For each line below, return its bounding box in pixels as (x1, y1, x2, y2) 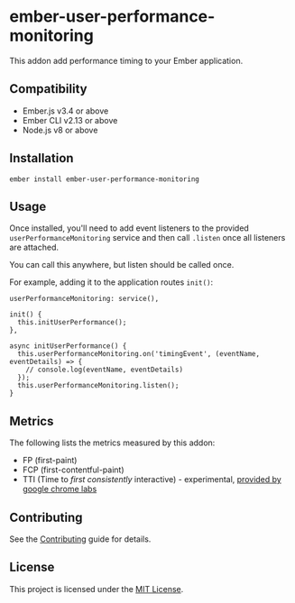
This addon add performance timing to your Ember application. (9, 55, 244, 66)
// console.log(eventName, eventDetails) (25, 365, 183, 375)
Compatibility (9, 81, 88, 96)
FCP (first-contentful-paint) (22, 464, 124, 475)
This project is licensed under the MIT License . (9, 583, 184, 594)
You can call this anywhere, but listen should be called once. (9, 260, 235, 270)
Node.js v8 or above (22, 124, 98, 135)
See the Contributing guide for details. (9, 534, 152, 544)
